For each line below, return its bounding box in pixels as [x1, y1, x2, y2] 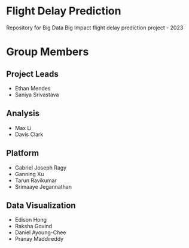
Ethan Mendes [14, 84, 51, 92]
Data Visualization [6, 200, 76, 210]
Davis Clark [14, 131, 44, 138]
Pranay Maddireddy [14, 235, 64, 243]
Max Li [14, 124, 32, 131]
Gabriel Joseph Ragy [14, 164, 67, 171]
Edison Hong [14, 216, 47, 223]
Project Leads [6, 69, 59, 79]
